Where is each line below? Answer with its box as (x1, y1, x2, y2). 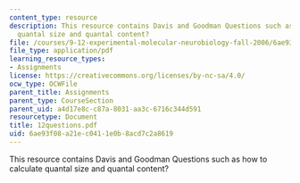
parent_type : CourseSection (9, 96, 114, 105)
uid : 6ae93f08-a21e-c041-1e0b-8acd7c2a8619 (9, 129, 174, 138)
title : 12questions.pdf (9, 121, 98, 130)
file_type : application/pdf (9, 46, 114, 55)
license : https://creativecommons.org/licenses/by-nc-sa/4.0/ (9, 71, 246, 80)
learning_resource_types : (9, 54, 105, 63)
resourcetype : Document (9, 112, 98, 121)
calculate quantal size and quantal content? (9, 162, 170, 174)
